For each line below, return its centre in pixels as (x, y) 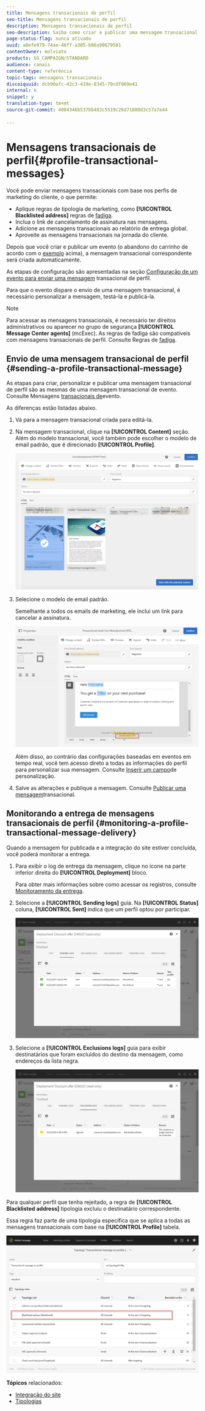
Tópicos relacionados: (34, 1383)
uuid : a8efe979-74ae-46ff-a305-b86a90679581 (64, 45)
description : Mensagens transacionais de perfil (69, 26)
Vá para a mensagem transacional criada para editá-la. (84, 420)
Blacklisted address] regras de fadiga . (64, 215)
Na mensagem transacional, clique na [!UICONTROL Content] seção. (102, 432)
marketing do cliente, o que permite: (52, 197)
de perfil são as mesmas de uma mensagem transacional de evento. (92, 389)
